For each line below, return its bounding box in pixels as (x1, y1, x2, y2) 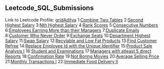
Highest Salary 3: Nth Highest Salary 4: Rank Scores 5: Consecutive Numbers (5, 22, 158, 28)
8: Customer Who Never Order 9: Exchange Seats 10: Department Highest (5, 32, 151, 38)
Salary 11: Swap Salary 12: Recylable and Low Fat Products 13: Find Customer (5, 38, 157, 44)
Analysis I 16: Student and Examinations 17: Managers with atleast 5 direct (5, 48, 152, 54)
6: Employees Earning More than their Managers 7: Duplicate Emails (5, 27, 140, 33)
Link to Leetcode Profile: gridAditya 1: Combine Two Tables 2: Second (5, 17, 143, 23)
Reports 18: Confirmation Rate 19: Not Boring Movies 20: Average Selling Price (5, 53, 159, 59)
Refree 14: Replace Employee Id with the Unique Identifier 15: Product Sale (5, 43, 153, 48)
